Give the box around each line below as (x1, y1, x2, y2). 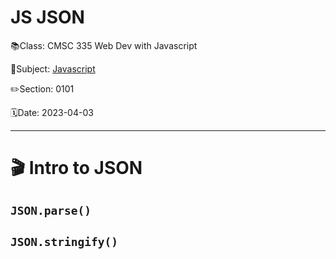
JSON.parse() (10, 203, 92, 218)
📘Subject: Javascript (10, 62, 96, 75)
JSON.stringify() (10, 234, 118, 249)
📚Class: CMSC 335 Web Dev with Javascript (10, 39, 198, 51)
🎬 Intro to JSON (10, 157, 143, 180)
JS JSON (10, 6, 85, 29)
